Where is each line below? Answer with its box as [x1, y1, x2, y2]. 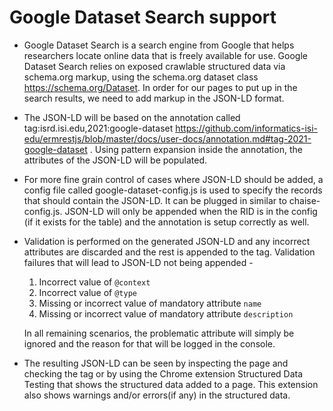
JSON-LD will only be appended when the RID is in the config [64, 205, 318, 217]
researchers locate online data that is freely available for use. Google [23, 49, 308, 61]
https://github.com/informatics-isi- [175, 122, 318, 134]
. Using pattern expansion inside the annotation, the [89, 143, 303, 155]
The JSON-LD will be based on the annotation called [23, 111, 241, 123]
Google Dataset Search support [9, 6, 277, 29]
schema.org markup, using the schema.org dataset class [23, 71, 259, 83]
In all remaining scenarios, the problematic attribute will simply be [23, 327, 295, 339]
